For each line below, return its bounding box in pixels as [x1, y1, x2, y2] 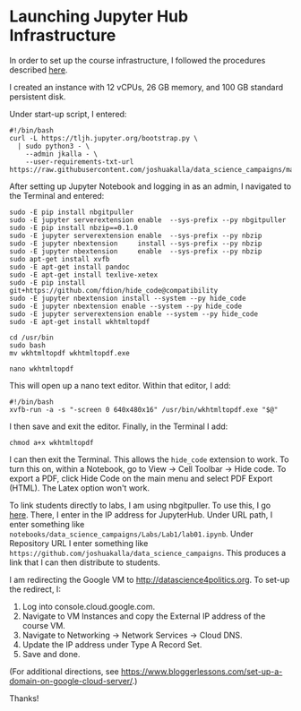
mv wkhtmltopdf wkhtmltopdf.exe [9, 348, 130, 357]
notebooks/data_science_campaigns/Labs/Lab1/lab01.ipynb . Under [9, 528, 254, 539]
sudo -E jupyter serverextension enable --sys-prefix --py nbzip [9, 231, 262, 240]
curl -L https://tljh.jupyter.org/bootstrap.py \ [9, 133, 199, 142]
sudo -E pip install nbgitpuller [9, 208, 134, 217]
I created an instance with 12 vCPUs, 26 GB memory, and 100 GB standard [9, 81, 284, 92]
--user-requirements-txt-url [25, 157, 134, 167]
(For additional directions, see [9, 665, 119, 677]
